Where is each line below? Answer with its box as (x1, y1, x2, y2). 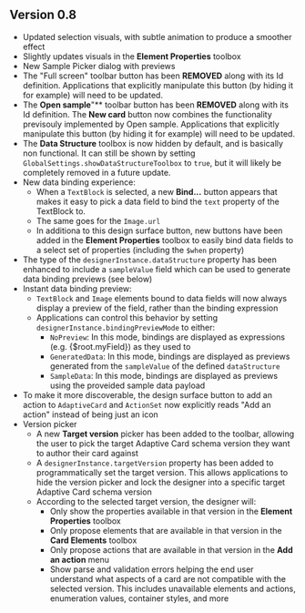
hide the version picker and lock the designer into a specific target (36, 476, 285, 487)
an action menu (49, 554, 110, 565)
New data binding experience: (22, 177, 137, 188)
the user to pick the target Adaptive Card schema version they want (36, 437, 290, 449)
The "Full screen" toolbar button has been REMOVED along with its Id (22, 70, 284, 81)
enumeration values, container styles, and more (49, 592, 229, 604)
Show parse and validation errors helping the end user (49, 564, 254, 575)
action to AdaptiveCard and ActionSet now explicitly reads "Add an (22, 399, 271, 410)
